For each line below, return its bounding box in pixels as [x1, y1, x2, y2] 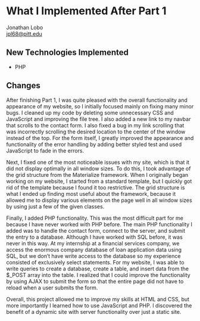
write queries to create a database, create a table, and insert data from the [6, 265, 189, 272]
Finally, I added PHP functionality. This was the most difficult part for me [6, 214, 183, 222]
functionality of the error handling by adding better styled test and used [6, 141, 182, 148]
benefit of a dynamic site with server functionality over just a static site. [6, 308, 182, 315]
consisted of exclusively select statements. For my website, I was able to [6, 258, 185, 266]
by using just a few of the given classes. [6, 202, 105, 210]
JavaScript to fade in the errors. [6, 147, 85, 154]
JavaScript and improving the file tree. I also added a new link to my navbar [6, 115, 191, 123]
